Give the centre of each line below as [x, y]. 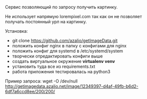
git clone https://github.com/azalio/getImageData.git [65, 40]
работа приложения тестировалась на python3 [61, 72]
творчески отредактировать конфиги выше [57, 56]
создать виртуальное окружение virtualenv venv [63, 61]
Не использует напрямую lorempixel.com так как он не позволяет [73, 16]
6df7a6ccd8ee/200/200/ [30, 91]
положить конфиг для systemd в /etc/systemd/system [68, 51]
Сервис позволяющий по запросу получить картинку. [62, 7]
